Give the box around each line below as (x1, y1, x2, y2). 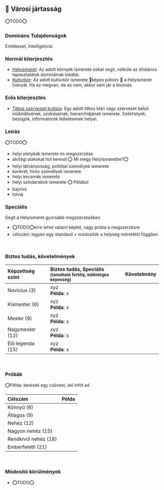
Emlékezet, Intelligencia (5, 43, 53, 49)
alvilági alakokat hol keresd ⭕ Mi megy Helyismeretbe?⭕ (12, 156, 128, 162)
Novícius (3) (7, 287, 36, 294)
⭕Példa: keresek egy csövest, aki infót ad (5, 382, 90, 388)
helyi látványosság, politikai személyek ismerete (12, 163, 109, 169)
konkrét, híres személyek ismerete (12, 169, 82, 174)
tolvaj (12, 192, 23, 197)
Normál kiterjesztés (5, 56, 53, 63)
